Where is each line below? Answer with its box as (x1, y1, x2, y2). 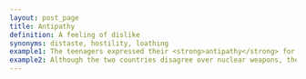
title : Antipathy (9, 22, 76, 31)
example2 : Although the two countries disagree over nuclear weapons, (9, 55, 283, 64)
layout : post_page (9, 13, 79, 23)
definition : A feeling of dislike (9, 30, 141, 39)
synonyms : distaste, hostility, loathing (9, 38, 169, 48)
